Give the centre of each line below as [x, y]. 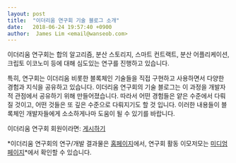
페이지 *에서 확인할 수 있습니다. [49, 152]
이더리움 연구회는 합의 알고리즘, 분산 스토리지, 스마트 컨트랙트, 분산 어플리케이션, [118, 54]
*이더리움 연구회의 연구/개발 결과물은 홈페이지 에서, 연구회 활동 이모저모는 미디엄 [118, 144]
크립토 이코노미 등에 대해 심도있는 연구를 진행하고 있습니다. [88, 64]
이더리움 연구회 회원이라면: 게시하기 [57, 128]
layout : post [26, 14]
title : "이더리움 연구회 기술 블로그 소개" [64, 20]
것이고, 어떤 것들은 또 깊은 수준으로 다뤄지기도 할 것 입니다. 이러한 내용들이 [117, 105]
